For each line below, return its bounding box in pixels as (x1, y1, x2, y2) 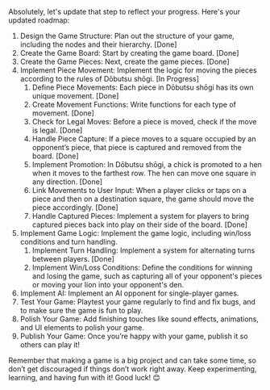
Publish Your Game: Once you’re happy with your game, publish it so (19, 331, 248, 341)
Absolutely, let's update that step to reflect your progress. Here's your (8, 7, 241, 16)
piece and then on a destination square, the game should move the (31, 194, 255, 203)
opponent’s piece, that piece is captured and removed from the (31, 143, 242, 152)
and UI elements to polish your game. (19, 323, 145, 332)
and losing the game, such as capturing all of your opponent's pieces (31, 271, 263, 281)
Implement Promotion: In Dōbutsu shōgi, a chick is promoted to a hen (31, 160, 262, 169)
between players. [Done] (31, 254, 115, 263)
